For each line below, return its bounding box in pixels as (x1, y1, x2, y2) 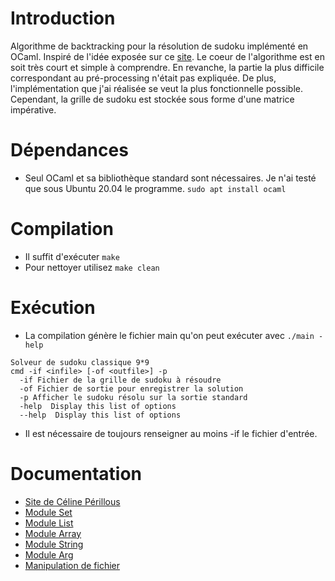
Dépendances (10, 139, 129, 162)
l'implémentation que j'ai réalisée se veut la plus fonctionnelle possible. (10, 82, 303, 94)
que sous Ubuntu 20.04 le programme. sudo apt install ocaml (24, 182, 287, 194)
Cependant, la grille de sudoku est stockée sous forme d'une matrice (10, 93, 295, 105)
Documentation (10, 462, 143, 485)
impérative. (10, 103, 57, 116)
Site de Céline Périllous (24, 495, 121, 507)
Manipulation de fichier (24, 559, 120, 571)
